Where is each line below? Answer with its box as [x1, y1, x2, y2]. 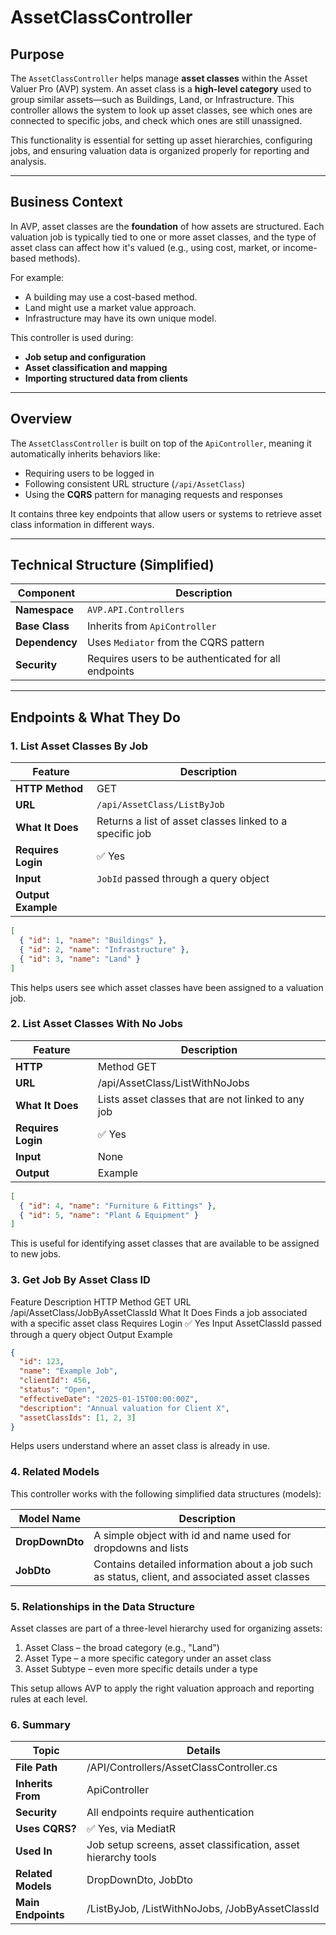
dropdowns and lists [93, 1541, 189, 1555]
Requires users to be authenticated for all [87, 652, 281, 666]
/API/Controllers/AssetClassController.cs [86, 1761, 278, 1775]
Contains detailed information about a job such [93, 1557, 313, 1571]
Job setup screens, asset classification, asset [86, 1838, 300, 1852]
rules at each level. [10, 1693, 88, 1705]
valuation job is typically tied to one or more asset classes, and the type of [10, 231, 317, 243]
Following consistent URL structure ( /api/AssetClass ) [24, 477, 246, 490]
